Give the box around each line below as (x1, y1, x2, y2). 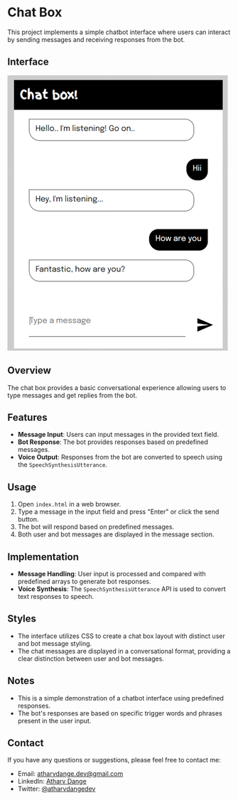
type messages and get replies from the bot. (7, 391, 137, 399)
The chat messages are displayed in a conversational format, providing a (17, 647, 231, 655)
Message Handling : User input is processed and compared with (17, 570, 206, 578)
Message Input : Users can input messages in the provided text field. (17, 431, 219, 439)
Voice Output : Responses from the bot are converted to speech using (17, 453, 222, 462)
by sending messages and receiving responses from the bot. (7, 35, 185, 43)
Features (7, 411, 48, 423)
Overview (7, 364, 52, 377)
